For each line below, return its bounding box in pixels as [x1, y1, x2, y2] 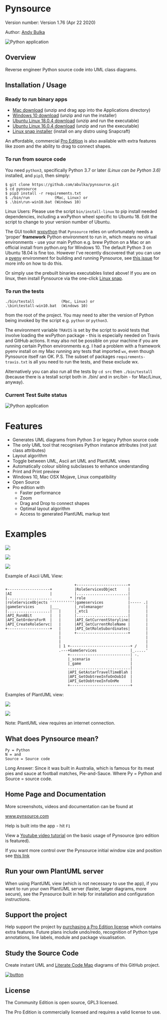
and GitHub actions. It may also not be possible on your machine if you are [5, 338, 159, 344]
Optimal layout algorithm [19, 506, 71, 511]
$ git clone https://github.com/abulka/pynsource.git [5, 182, 120, 187]
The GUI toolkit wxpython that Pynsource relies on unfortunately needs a [5, 228, 153, 234]
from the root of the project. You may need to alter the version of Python [5, 312, 154, 318]
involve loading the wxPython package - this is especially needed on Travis [5, 333, 160, 339]
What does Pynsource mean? [5, 734, 99, 743]
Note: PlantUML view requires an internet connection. [5, 720, 116, 726]
